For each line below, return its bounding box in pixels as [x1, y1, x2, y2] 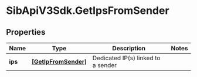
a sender [92, 61, 117, 69]
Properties [6, 27, 46, 37]
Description [112, 45, 146, 52]
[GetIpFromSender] [31, 58, 87, 65]
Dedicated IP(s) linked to [92, 54, 161, 62]
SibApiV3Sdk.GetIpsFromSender [6, 4, 169, 17]
